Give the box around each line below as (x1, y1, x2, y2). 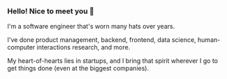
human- (198, 36, 221, 44)
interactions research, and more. (36, 43, 131, 52)
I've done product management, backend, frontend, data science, (7, 36, 197, 44)
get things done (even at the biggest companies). (7, 64, 149, 73)
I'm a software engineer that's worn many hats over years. (7, 22, 175, 31)
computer (7, 43, 36, 52)
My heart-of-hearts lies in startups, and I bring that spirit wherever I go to (7, 57, 219, 65)
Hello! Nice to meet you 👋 (7, 6, 94, 16)
